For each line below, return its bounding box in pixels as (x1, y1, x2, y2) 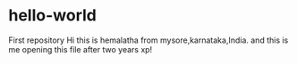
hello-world (8, 5, 98, 26)
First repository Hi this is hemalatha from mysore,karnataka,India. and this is (8, 35, 289, 45)
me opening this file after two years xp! (8, 44, 153, 54)
